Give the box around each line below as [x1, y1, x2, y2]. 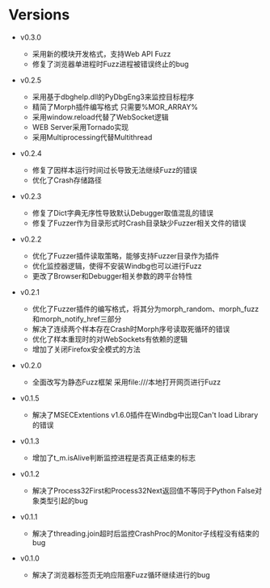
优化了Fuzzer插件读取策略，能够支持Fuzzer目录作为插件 [32, 250, 220, 260]
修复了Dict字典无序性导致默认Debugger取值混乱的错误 [32, 208, 214, 217]
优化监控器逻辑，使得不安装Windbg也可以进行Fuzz [32, 261, 202, 271]
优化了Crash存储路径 [32, 175, 103, 185]
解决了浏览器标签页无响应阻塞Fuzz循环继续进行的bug [32, 569, 210, 579]
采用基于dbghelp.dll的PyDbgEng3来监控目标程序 [32, 91, 195, 102]
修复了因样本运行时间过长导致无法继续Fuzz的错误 [32, 165, 198, 174]
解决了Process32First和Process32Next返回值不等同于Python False [32, 485, 255, 495]
